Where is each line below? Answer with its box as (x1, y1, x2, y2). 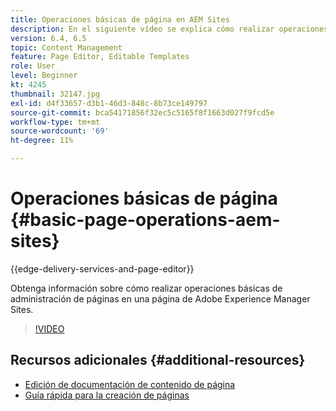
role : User (10, 61, 56, 71)
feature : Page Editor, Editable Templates (10, 52, 190, 62)
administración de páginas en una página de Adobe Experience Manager (10, 292, 311, 305)
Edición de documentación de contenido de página (24, 378, 236, 390)
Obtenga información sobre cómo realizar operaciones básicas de (10, 282, 283, 294)
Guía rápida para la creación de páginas (24, 389, 190, 401)
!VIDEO (34, 322, 65, 335)
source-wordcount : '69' (10, 126, 110, 136)
